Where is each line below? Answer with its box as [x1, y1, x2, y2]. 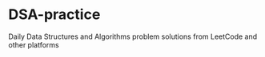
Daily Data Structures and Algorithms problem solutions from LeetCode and [8, 32, 258, 41]
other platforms [8, 40, 59, 49]
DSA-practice [8, 6, 101, 24]
